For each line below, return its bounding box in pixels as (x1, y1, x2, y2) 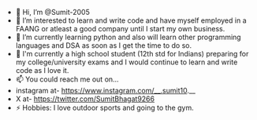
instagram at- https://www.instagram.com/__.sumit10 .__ (15, 86, 196, 95)
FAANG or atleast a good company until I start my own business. (15, 24, 225, 33)
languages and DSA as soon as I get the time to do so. (15, 41, 192, 50)
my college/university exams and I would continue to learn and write (15, 57, 238, 67)
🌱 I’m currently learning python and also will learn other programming (15, 32, 242, 42)
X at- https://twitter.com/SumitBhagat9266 (15, 94, 155, 104)
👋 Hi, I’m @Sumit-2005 (15, 8, 91, 16)
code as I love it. (15, 66, 69, 75)
